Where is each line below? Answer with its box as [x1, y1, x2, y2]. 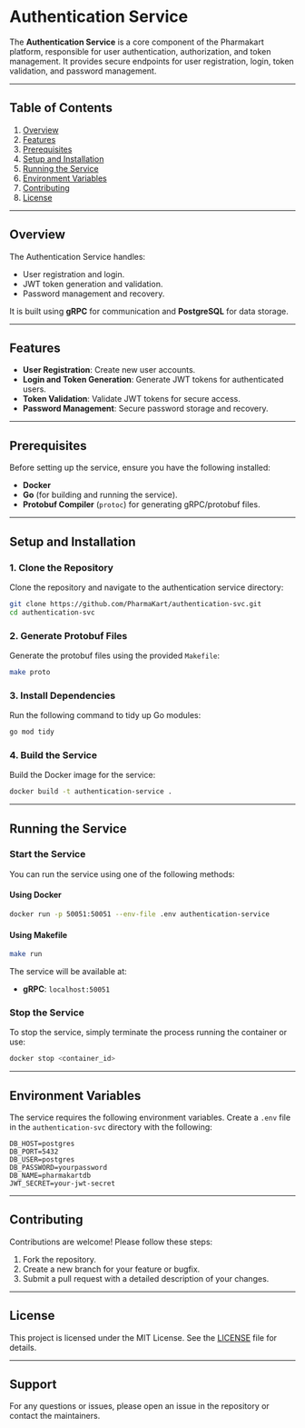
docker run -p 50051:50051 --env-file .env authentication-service [9, 910, 271, 919]
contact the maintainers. [9, 1411, 101, 1422]
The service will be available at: [9, 965, 127, 976]
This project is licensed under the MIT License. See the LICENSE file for [9, 1332, 278, 1343]
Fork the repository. [22, 1253, 97, 1264]
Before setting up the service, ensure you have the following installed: [9, 462, 271, 474]
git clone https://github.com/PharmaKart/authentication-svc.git [9, 599, 261, 608]
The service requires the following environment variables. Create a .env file [9, 1112, 291, 1123]
